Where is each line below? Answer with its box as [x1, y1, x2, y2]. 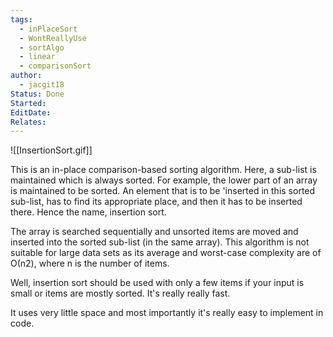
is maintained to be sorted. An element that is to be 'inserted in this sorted [10, 185, 316, 197]
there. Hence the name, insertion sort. [10, 206, 167, 218]
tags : [10, 14, 33, 25]
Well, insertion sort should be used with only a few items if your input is [10, 277, 305, 289]
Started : [10, 98, 47, 108]
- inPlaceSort [19, 24, 78, 34]
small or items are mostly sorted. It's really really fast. [10, 287, 231, 300]
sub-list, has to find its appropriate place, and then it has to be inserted [10, 196, 303, 208]
